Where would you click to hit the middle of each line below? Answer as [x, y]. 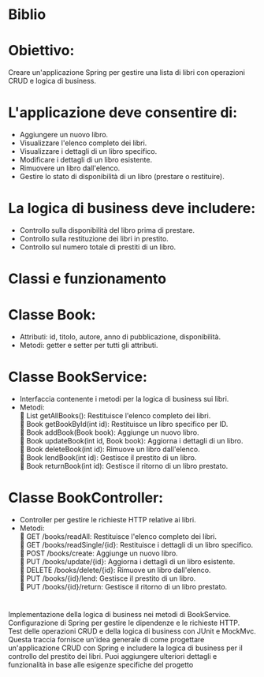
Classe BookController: [86, 498]
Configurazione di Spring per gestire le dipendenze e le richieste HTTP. [124, 623]
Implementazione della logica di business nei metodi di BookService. [119, 615]
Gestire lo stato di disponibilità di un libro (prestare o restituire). [122, 177]
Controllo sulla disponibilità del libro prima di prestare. [107, 230]
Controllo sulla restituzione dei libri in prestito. [94, 239]
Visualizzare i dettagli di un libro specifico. [88, 151]
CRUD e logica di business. [52, 81]
